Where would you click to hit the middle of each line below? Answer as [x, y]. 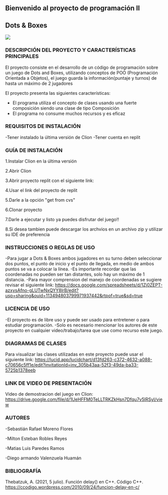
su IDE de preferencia [28, 235]
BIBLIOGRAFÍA [23, 471]
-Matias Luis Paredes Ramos [35, 448]
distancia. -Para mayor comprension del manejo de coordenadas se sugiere [83, 280]
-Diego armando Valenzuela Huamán [43, 458]
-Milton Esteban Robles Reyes [36, 438]
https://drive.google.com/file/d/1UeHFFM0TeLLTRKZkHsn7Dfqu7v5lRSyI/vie [84, 399]
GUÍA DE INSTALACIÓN [34, 150]
